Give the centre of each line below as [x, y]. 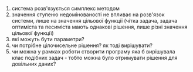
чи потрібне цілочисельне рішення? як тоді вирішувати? [82, 45]
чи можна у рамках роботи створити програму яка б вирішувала [93, 51]
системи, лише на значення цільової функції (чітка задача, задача [94, 21]
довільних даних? [34, 64]
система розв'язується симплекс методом [66, 8]
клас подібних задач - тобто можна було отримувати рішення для [94, 58]
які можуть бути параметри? [48, 39]
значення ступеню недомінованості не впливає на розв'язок [88, 15]
